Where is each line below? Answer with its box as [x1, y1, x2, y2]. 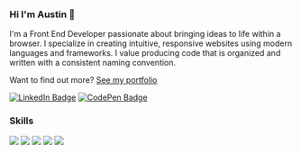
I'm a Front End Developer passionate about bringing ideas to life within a [9, 29, 281, 40]
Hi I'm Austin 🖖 [9, 8, 76, 21]
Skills [9, 114, 34, 127]
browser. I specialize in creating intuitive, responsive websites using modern [9, 38, 293, 49]
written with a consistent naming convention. [9, 58, 177, 68]
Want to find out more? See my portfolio [9, 75, 158, 86]
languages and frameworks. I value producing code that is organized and [9, 48, 281, 59]
